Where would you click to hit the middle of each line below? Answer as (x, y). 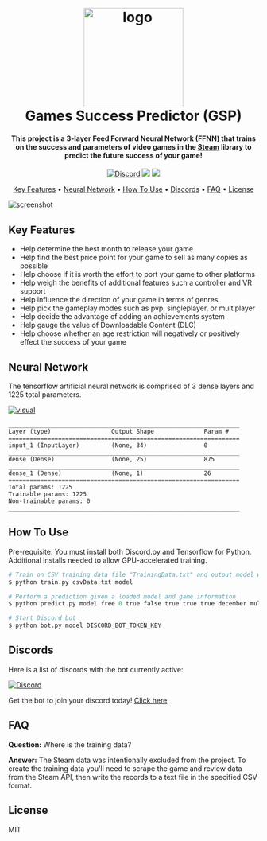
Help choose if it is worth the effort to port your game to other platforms (137, 274)
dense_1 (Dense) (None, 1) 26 (110, 473)
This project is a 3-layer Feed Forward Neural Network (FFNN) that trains (133, 138)
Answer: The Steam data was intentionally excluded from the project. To (127, 760)
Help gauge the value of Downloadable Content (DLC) (108, 325)
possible (34, 266)
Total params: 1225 (41, 488)
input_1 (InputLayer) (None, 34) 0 (108, 446)
